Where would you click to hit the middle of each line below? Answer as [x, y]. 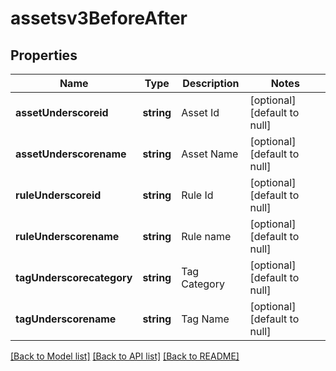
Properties [44, 55]
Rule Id [197, 195]
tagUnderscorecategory [74, 277]
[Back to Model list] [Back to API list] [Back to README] [125, 356]
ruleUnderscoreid [58, 195]
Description [211, 83]
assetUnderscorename [71, 154]
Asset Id [200, 112]
